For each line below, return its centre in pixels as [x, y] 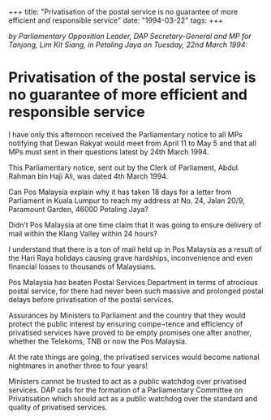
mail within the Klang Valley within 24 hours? [83, 233]
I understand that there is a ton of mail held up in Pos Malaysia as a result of [135, 249]
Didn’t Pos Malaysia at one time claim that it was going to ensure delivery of [135, 225]
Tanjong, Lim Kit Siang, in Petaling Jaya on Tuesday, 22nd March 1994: [128, 45]
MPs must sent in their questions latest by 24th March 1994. [109, 152]
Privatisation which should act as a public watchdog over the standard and [133, 398]
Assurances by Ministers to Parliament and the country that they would [127, 315]
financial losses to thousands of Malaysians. [82, 266]
